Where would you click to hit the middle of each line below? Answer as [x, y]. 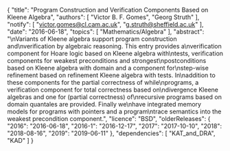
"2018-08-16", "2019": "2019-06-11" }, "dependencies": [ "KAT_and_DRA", [111, 133]
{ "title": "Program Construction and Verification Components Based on [108, 10]
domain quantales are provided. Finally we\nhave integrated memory [104, 104]
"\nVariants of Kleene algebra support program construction [92, 39]
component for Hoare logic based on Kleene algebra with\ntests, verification [115, 53]
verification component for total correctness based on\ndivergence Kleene [113, 90]
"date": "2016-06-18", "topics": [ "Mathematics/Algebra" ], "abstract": [106, 31]
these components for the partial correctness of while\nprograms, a [103, 82]
